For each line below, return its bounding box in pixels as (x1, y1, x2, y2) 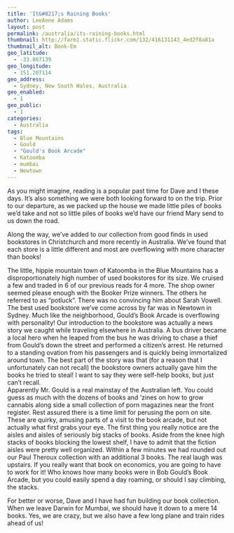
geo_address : (7, 75, 46, 83)
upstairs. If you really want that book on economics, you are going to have (7, 460, 221, 468)
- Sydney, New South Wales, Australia (13, 82, 128, 89)
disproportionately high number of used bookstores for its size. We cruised (7, 274, 224, 282)
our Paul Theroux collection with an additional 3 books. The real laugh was (7, 453, 223, 461)
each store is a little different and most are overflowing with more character (7, 245, 225, 253)
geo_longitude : (7, 63, 52, 70)
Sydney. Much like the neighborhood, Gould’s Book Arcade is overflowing (7, 311, 220, 319)
